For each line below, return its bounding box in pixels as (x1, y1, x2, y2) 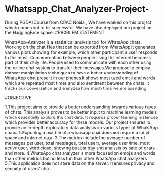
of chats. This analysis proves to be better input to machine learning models (5, 109, 157, 115)
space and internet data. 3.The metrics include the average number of (5, 134, 146, 141)
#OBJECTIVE (5, 94, 32, 100)
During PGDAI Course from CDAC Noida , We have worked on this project (5, 19, 152, 25)
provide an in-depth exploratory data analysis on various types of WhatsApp (5, 124, 158, 130)
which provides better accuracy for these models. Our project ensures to (5, 119, 151, 125)
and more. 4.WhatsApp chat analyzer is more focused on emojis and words (5, 150, 156, 156)
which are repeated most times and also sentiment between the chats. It (5, 80, 149, 86)
